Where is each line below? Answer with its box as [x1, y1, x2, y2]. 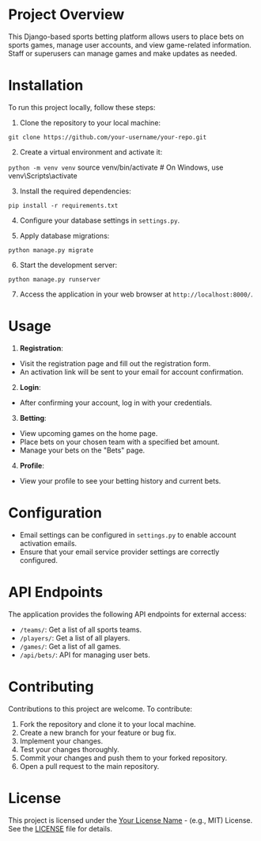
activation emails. [19, 538, 78, 548]
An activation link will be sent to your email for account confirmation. [19, 367, 244, 377]
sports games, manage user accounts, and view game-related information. [8, 40, 252, 49]
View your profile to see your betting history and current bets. [19, 476, 221, 485]
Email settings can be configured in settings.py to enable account [19, 529, 236, 540]
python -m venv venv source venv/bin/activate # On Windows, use [8, 162, 224, 172]
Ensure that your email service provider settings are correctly [19, 547, 220, 556]
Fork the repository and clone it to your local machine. [19, 719, 196, 728]
